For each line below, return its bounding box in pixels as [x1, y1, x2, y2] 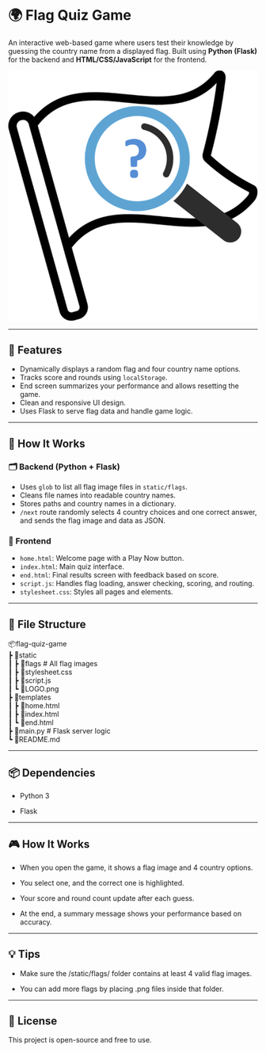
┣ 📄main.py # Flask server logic [8, 726, 111, 736]
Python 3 [19, 791, 50, 800]
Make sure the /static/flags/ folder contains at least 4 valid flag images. [19, 968, 252, 978]
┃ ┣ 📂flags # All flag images [8, 659, 98, 669]
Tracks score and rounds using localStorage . [19, 373, 168, 383]
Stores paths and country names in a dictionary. [19, 499, 177, 509]
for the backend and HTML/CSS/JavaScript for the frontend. [8, 55, 207, 64]
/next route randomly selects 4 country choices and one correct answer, [19, 508, 257, 517]
